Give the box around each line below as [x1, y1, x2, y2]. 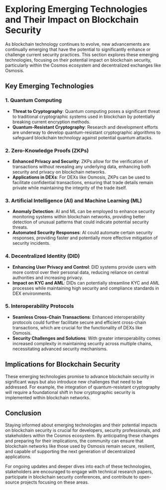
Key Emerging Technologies [5, 82, 94, 91]
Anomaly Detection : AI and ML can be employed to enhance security [12, 208, 155, 214]
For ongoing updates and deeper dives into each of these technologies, [5, 464, 152, 470]
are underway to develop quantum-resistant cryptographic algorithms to [12, 129, 161, 135]
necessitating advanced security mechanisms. [12, 346, 108, 352]
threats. [12, 224, 28, 230]
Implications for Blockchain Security [5, 360, 120, 369]
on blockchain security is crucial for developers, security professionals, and [5, 427, 161, 433]
